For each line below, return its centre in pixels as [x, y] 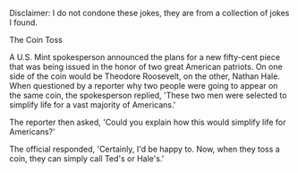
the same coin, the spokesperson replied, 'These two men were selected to [148, 95]
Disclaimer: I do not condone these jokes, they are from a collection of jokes [149, 13]
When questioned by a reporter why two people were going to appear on [144, 86]
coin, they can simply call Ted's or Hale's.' [87, 159]
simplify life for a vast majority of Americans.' [93, 105]
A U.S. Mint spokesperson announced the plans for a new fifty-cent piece [145, 57]
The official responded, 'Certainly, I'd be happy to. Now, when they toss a [145, 149]
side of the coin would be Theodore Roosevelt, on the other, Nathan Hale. [145, 76]
